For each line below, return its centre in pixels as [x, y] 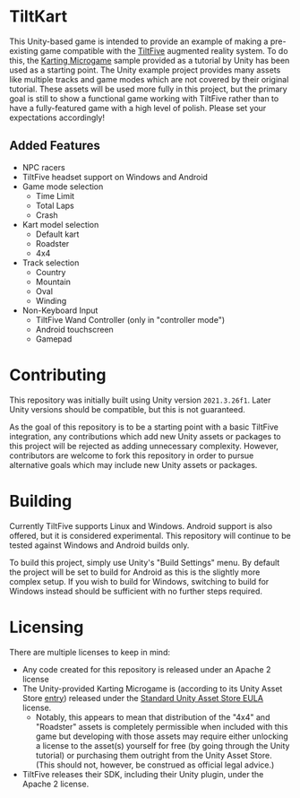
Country [51, 272]
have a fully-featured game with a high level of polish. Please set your [138, 108]
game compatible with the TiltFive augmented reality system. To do [164, 50]
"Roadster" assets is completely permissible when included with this [162, 726]
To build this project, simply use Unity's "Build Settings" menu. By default [145, 562]
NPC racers [43, 167]
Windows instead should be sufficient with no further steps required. [136, 591]
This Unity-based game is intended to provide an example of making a [139, 41]
